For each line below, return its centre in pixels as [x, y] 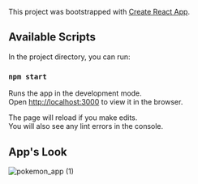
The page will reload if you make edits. [73, 118]
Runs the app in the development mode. [75, 93]
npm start [28, 77]
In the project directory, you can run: [69, 57]
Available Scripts [52, 37]
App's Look [38, 152]
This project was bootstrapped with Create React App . [99, 12]
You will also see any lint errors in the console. [86, 126]
